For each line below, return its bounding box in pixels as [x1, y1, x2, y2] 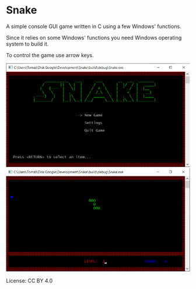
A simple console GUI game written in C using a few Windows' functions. [6, 23, 182, 30]
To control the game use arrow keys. [6, 51, 94, 58]
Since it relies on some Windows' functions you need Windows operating [6, 34, 182, 41]
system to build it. [6, 40, 49, 47]
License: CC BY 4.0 [6, 277, 53, 284]
